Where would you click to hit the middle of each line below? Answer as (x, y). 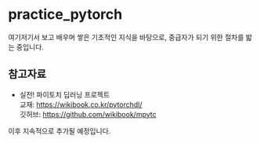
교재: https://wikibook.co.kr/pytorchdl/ (81, 104)
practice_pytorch (65, 15)
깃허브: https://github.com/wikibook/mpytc (88, 114)
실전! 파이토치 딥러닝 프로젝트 (65, 94)
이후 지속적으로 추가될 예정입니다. (60, 130)
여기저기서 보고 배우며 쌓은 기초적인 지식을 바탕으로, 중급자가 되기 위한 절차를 (126, 37)
